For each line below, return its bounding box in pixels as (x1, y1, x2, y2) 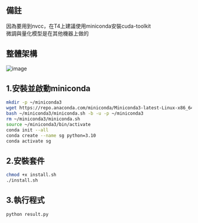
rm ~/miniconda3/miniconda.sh (6, 116, 81, 122)
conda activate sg (6, 138, 51, 144)
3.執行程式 (6, 195, 45, 205)
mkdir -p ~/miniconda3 (6, 99, 62, 105)
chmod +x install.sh (6, 172, 57, 178)
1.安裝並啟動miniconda (6, 83, 91, 93)
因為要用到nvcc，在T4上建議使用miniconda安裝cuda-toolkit (6, 22, 151, 30)
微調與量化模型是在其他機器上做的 (6, 30, 89, 37)
